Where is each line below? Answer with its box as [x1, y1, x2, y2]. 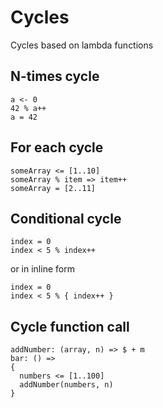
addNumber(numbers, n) [19, 380, 114, 390]
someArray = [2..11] [10, 183, 97, 193]
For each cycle [10, 139, 104, 156]
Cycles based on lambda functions [10, 39, 154, 51]
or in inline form [10, 263, 75, 275]
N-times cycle [10, 68, 100, 85]
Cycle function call [10, 318, 130, 335]
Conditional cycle [10, 210, 122, 227]
